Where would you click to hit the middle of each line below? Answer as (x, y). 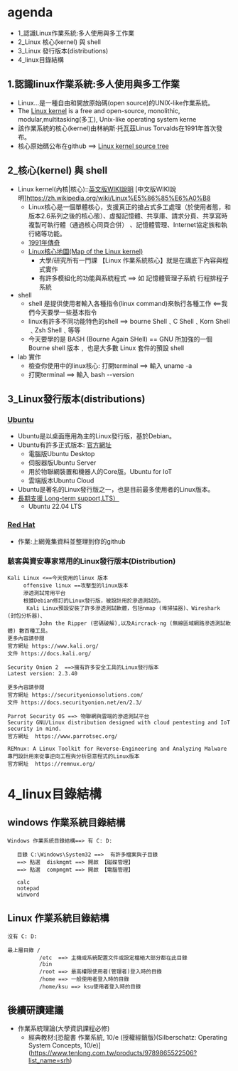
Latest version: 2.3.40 (43, 673)
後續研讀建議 (36, 1010)
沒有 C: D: (22, 937)
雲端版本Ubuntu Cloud (61, 480)
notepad (28, 888)
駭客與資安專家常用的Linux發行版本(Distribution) (92, 561)
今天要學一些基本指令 (66, 312)
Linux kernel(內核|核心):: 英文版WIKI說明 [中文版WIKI (94, 189)
